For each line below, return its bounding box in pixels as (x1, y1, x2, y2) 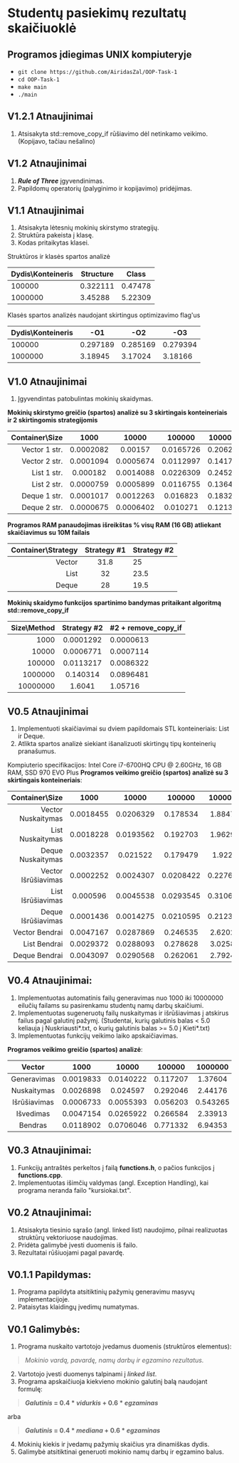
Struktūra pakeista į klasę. (17, 231, 94, 240)
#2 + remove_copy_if (110, 623, 183, 633)
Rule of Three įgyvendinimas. (17, 176, 105, 185)
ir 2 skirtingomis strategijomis (7, 416, 98, 425)
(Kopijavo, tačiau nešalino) (17, 137, 96, 145)
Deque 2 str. (21, 503, 63, 513)
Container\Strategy (11, 546, 78, 555)
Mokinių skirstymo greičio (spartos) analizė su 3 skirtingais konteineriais (7, 408, 228, 417)
